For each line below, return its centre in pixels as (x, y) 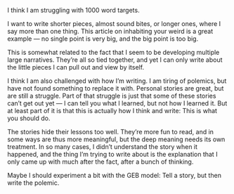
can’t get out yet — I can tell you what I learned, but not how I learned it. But (117, 103)
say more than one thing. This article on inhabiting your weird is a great (110, 31)
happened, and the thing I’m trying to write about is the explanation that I (112, 154)
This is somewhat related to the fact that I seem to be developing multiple (113, 52)
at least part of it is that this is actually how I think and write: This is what (112, 111)
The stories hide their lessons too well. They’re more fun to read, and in (111, 132)
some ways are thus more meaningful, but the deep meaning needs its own (116, 139)
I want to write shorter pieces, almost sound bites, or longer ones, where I (114, 24)
